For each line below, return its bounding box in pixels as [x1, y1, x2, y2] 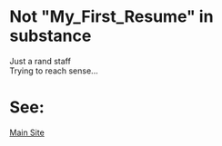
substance [9, 25, 92, 46]
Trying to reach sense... [9, 65, 98, 76]
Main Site [9, 127, 45, 138]
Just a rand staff [9, 55, 71, 66]
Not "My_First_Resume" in [9, 6, 214, 27]
